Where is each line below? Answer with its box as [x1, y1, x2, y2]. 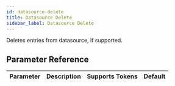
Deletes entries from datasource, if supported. [6, 37, 123, 44]
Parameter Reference [6, 54, 90, 64]
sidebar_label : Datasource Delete [6, 20, 95, 26]
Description [46, 72, 81, 81]
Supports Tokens [87, 72, 138, 81]
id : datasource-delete [6, 8, 64, 15]
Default [143, 72, 166, 81]
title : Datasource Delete [6, 15, 72, 21]
